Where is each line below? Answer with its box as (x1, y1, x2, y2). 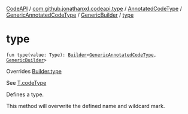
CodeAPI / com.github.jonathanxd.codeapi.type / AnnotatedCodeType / (6, 5, 183, 12)
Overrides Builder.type (6, 67, 62, 75)
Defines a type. (6, 91, 44, 98)
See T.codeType (6, 79, 47, 86)
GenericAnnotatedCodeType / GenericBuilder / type (6, 11, 134, 19)
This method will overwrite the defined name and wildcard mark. (6, 102, 165, 109)
